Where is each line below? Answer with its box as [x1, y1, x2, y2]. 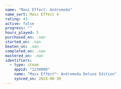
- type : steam [9, 62, 39, 67]
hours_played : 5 [5, 30, 39, 35]
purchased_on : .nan [5, 35, 46, 40]
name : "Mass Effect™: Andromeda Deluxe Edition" [14, 72, 117, 77]
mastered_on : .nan [5, 53, 43, 58]
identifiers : [5, 58, 32, 63]
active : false [5, 21, 35, 26]
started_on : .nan [5, 40, 41, 44]
